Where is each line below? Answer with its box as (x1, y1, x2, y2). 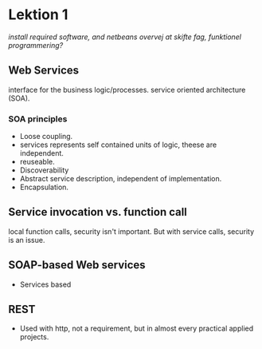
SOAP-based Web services (8, 258, 146, 272)
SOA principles (8, 113, 68, 125)
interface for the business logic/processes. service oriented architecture (8, 85, 246, 94)
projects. (19, 332, 49, 342)
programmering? (8, 40, 64, 50)
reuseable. (19, 157, 55, 167)
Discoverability (19, 165, 69, 175)
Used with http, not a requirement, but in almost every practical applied (19, 323, 254, 333)
